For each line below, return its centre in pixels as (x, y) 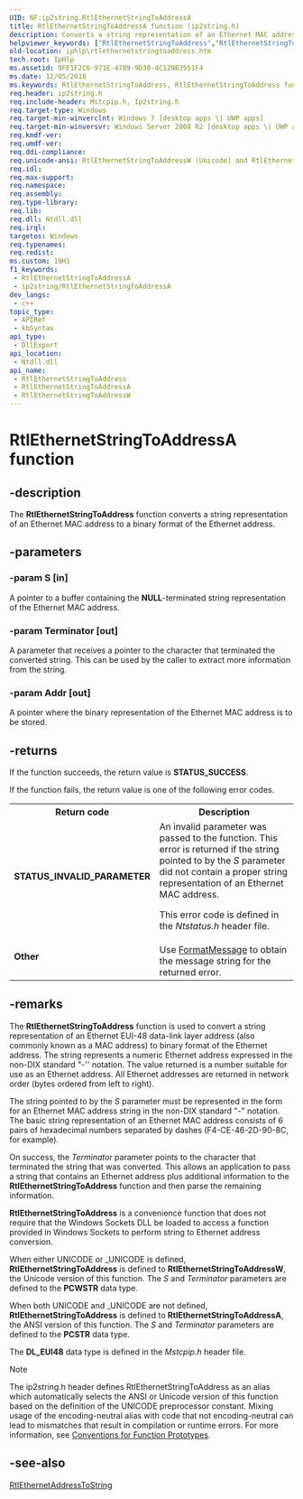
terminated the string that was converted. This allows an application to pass (150, 1167)
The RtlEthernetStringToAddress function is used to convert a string (138, 1026)
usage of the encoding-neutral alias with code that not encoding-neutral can (151, 1415)
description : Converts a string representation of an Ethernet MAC (139, 34)
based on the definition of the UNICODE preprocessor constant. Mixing (141, 1406)
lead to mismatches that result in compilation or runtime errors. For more (144, 1425)
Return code (83, 812)
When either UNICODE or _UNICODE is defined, (98, 1259)
